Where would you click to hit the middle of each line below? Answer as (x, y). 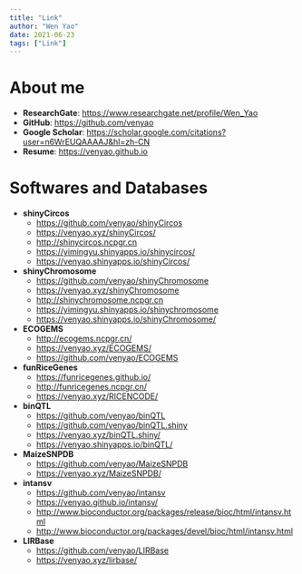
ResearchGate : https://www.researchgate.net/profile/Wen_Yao (140, 113)
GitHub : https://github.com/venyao (88, 122)
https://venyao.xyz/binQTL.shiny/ (98, 435)
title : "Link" (36, 18)
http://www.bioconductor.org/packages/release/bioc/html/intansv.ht (164, 512)
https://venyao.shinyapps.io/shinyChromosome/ (126, 319)
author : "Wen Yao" (44, 26)
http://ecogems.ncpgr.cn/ (84, 339)
